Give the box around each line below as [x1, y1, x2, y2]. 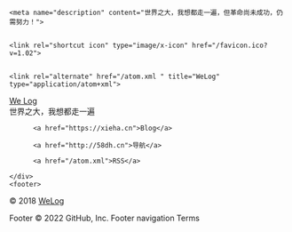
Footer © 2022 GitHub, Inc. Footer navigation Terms [9, 212, 200, 223]
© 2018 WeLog [9, 196, 65, 206]
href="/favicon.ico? [192, 41, 268, 50]
